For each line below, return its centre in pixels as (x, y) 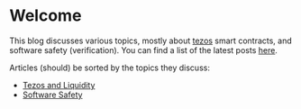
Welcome (46, 16)
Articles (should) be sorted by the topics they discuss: (109, 68)
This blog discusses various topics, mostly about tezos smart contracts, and (151, 41)
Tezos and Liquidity (59, 85)
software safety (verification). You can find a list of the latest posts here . (143, 50)
